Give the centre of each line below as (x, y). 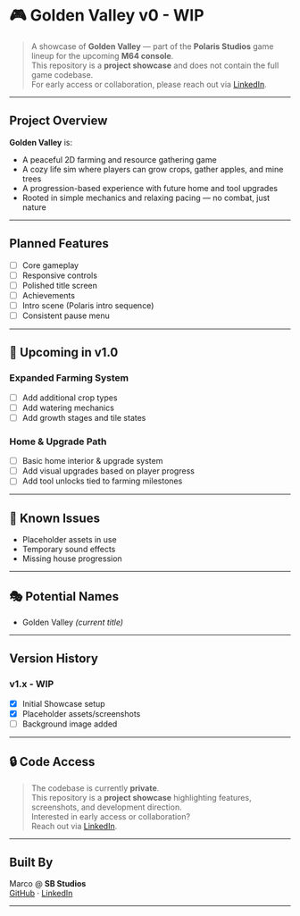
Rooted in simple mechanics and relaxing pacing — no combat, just (146, 197)
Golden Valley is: (41, 142)
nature (34, 207)
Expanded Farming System (69, 378)
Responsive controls (60, 275)
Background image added (70, 724)
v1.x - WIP (32, 685)
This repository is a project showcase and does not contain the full (155, 65)
